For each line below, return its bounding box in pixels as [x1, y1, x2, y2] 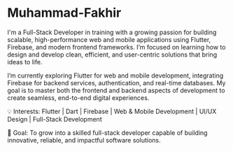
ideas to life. [7, 57, 43, 66]
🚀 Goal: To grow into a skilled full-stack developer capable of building [7, 128, 208, 137]
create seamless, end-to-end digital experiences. [7, 93, 150, 102]
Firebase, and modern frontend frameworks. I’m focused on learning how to [7, 43, 226, 51]
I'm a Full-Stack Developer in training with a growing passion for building [7, 28, 217, 36]
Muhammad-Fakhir [7, 5, 122, 21]
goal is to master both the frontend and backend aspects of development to [7, 86, 225, 94]
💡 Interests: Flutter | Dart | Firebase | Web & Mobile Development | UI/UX [7, 107, 217, 115]
